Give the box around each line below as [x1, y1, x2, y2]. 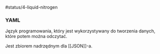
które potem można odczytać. [5, 33, 67, 39]
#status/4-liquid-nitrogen [5, 4, 58, 10]
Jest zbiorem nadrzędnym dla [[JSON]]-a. [5, 43, 93, 49]
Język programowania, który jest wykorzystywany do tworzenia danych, [5, 28, 155, 34]
